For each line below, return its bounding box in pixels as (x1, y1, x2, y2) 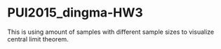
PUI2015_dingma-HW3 (7, 5, 144, 21)
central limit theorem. (7, 35, 69, 43)
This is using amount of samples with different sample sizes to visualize (7, 28, 215, 36)
